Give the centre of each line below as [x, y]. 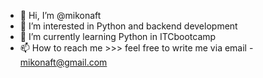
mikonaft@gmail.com [63, 62]
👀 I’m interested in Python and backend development [128, 26]
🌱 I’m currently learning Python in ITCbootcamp [118, 36]
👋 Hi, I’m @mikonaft [60, 15]
